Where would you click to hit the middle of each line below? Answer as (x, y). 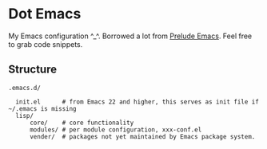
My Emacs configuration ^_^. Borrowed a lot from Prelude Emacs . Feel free (130, 36)
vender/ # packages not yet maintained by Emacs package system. (142, 136)
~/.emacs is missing (43, 108)
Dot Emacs (45, 14)
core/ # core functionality (82, 123)
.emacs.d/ (25, 88)
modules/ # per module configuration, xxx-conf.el (116, 129)
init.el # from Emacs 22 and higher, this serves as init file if (137, 102)
